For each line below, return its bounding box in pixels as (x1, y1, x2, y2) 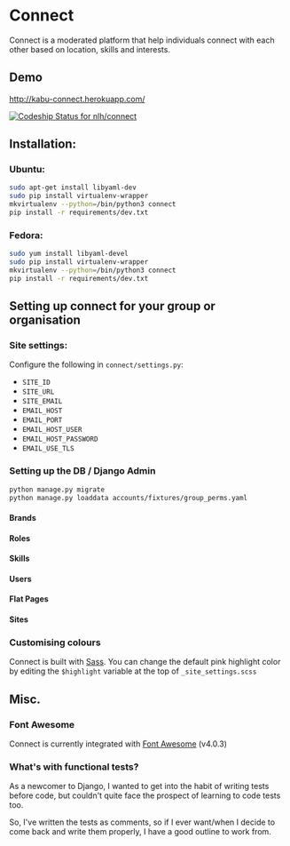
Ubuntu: (9, 164, 46, 176)
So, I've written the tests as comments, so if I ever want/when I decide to (9, 817, 276, 827)
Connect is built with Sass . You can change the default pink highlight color (9, 657, 281, 667)
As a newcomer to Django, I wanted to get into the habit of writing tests (9, 781, 270, 792)
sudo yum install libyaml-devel (9, 250, 129, 259)
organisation (9, 313, 82, 328)
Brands (9, 513, 37, 523)
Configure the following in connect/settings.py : (9, 359, 184, 370)
